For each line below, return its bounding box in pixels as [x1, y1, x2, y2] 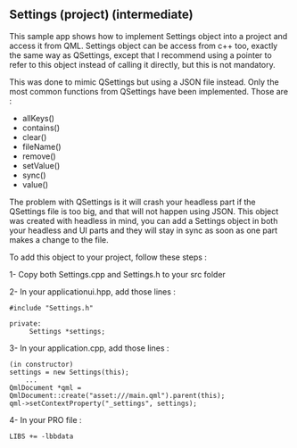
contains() [21, 122, 61, 133]
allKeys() [21, 112, 55, 123]
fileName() [21, 141, 62, 152]
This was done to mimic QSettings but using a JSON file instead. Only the [9, 76, 279, 87]
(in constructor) [9, 360, 74, 369]
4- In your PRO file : [9, 414, 82, 425]
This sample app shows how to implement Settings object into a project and [9, 30, 288, 41]
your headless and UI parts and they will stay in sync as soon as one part [9, 225, 278, 236]
